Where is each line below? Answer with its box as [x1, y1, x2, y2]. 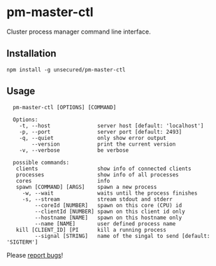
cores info [15, 177, 110, 184]
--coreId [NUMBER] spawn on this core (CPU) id [34, 202, 182, 209]
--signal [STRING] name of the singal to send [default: [34, 232, 210, 239]
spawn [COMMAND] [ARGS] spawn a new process [15, 183, 157, 190]
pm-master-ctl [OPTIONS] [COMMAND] [13, 104, 117, 111]
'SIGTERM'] [6, 239, 38, 246]
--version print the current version [31, 141, 176, 148]
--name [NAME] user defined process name [34, 220, 176, 227]
